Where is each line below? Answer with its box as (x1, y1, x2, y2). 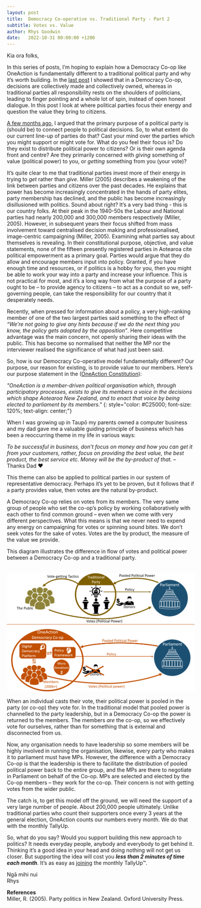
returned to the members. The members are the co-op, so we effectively (7, 716, 185, 723)
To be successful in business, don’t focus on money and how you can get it (7, 443, 193, 451)
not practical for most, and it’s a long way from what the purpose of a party (7, 277, 191, 285)
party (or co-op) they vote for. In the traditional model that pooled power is (7, 704, 190, 711)
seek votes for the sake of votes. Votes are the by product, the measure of (7, 530, 190, 537)
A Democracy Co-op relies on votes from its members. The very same (7, 498, 180, 505)
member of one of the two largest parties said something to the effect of (7, 314, 185, 322)
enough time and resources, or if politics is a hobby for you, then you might (7, 265, 191, 272)
